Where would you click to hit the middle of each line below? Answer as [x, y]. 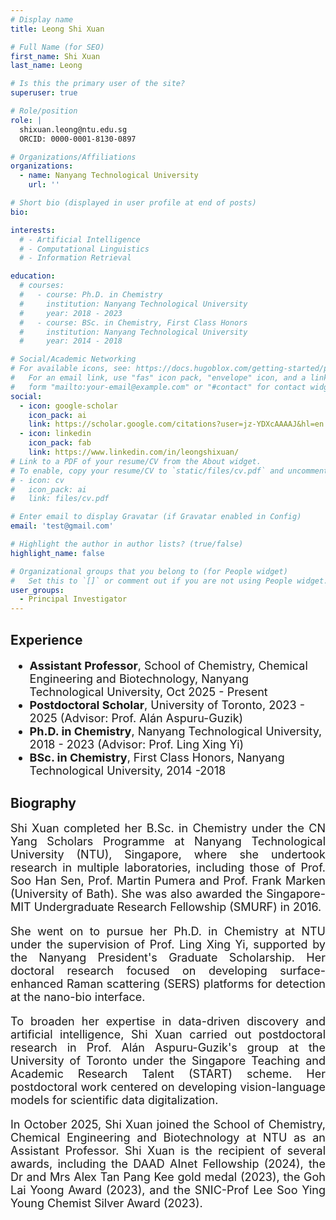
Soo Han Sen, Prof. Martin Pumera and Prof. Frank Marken [168, 881]
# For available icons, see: [71, 369]
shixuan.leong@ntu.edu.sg [73, 129]
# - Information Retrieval [75, 258]
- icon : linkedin [55, 434]
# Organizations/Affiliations [73, 157]
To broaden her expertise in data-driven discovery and [168, 1021]
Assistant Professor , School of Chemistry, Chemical [168, 665]
